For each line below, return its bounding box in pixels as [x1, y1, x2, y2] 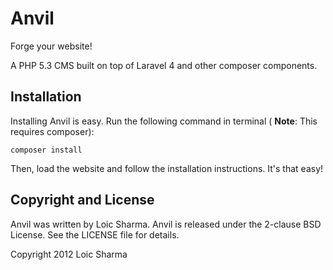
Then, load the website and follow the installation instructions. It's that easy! [10, 162, 324, 174]
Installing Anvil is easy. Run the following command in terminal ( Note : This [10, 115, 318, 127]
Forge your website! [10, 40, 93, 52]
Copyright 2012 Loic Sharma [10, 248, 128, 260]
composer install [10, 145, 83, 155]
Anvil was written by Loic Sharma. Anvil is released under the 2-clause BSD [10, 218, 322, 230]
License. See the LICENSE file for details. [10, 228, 180, 241]
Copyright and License [10, 192, 155, 209]
